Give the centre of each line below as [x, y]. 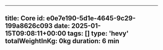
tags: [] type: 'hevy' [98, 34]
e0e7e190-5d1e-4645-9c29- [91, 18]
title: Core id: [25, 18]
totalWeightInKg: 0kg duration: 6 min [62, 41]
